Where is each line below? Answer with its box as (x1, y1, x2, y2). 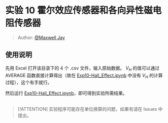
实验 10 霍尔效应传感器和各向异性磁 (5, 5, 153, 16)
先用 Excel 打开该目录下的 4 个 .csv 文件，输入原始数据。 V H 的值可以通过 (5, 65, 160, 72)
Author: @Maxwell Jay (17, 34, 65, 41)
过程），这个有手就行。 (5, 79, 52, 85)
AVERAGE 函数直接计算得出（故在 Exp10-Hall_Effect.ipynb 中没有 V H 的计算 (5, 72, 163, 79)
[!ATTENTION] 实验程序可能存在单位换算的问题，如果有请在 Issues (17, 106, 157, 112)
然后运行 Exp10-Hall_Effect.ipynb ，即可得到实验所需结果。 (5, 90, 127, 97)
